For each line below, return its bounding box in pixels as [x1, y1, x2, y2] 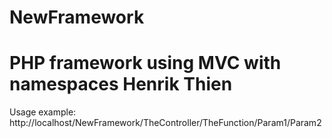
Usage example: [9, 106, 77, 118]
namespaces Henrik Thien [9, 73, 233, 96]
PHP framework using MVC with [9, 52, 282, 75]
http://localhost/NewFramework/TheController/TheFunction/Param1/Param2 [9, 117, 322, 129]
